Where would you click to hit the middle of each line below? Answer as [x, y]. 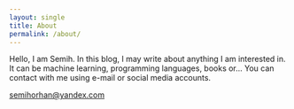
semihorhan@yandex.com [57, 95]
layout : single [37, 17]
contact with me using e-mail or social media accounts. [110, 78]
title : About [33, 26]
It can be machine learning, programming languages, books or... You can [142, 68]
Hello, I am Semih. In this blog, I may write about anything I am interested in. [147, 59]
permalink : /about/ [45, 34]
